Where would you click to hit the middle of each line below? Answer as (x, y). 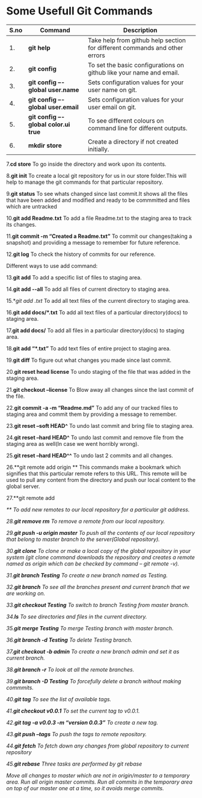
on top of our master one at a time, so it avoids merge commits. (85, 788)
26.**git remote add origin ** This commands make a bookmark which (94, 467)
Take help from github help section (137, 40)
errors (96, 55)
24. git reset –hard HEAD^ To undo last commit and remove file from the (95, 437)
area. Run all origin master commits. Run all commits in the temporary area (99, 782)
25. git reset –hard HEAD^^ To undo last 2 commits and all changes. (90, 455)
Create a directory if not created (133, 141)
